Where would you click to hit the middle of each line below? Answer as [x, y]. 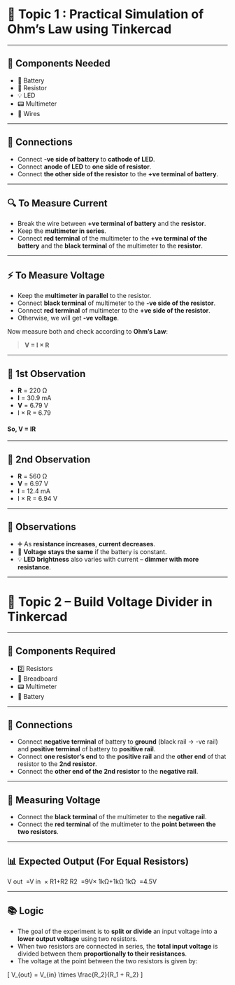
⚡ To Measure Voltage [56, 275]
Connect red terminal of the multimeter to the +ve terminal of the [112, 239]
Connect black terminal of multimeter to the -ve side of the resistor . [116, 303]
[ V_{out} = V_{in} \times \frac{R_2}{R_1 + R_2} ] [75, 975]
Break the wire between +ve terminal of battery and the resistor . [112, 224]
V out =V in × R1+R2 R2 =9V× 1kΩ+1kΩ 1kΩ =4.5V [82, 881]
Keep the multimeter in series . [62, 231]
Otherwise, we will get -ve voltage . [68, 318]
